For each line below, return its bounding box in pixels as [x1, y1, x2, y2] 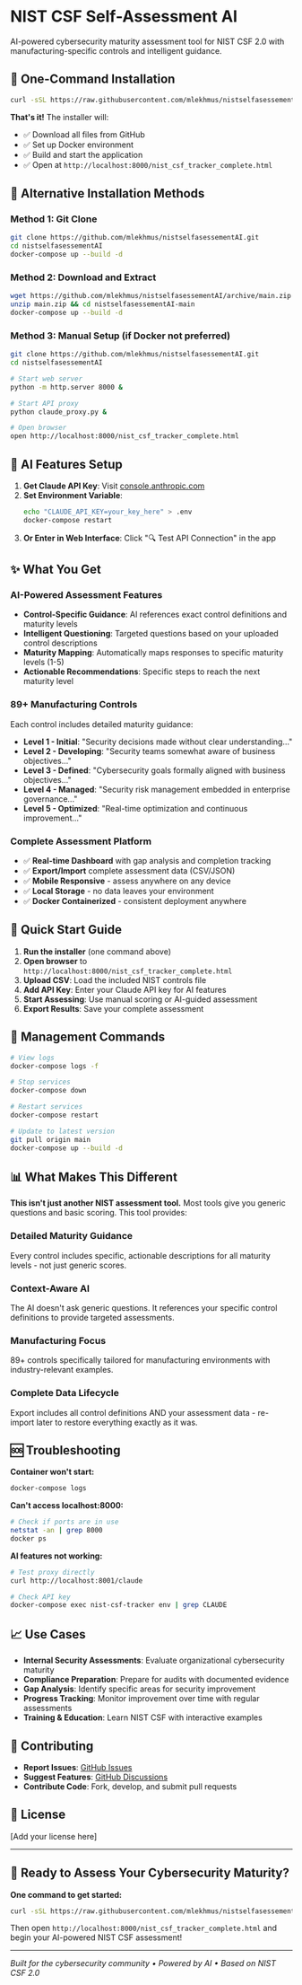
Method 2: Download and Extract [10, 271, 157, 284]
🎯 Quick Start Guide [10, 922, 122, 937]
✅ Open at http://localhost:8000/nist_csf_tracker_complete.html [22, 159, 272, 170]
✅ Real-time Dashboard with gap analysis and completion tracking [22, 856, 272, 865]
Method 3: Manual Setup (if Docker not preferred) [10, 329, 231, 342]
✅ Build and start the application [22, 149, 143, 160]
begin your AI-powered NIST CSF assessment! [10, 1932, 183, 1943]
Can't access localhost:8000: [10, 1500, 124, 1511]
